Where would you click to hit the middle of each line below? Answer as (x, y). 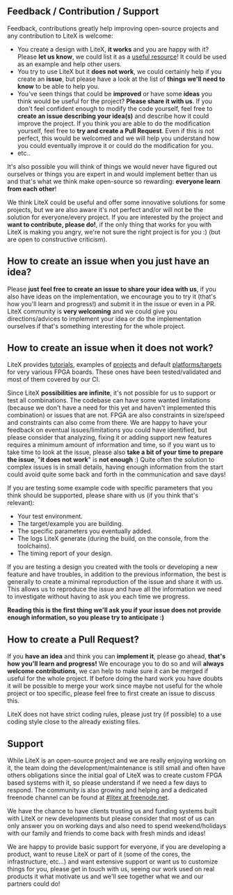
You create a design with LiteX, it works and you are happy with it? (113, 49)
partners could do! (34, 884)
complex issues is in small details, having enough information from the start (115, 467)
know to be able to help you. (58, 86)
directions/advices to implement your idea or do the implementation (104, 318)
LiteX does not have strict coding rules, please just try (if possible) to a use (114, 714)
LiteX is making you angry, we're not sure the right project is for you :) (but (114, 232)
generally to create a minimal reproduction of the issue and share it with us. (115, 582)
